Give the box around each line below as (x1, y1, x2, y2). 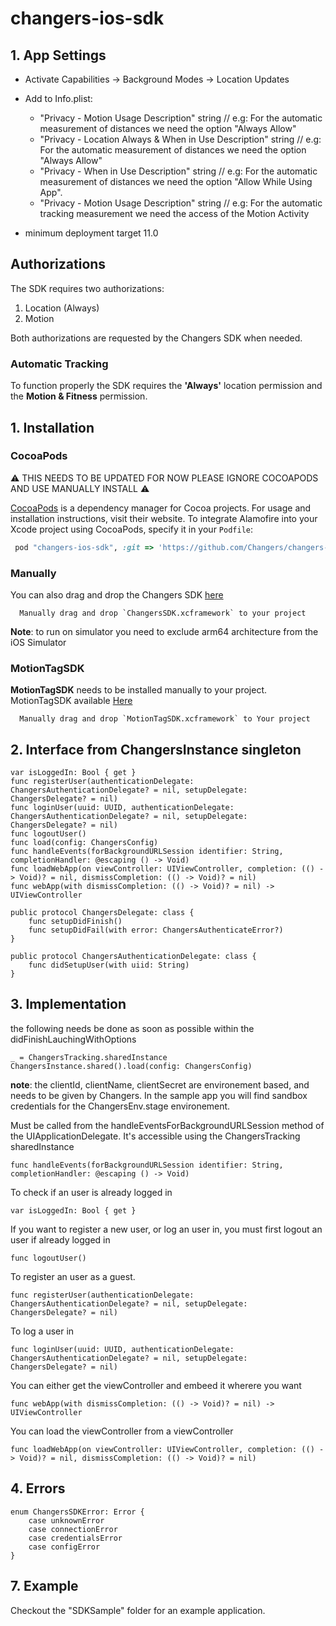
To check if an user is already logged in (10, 1186, 173, 1198)
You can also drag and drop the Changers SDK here (10, 588, 224, 601)
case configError (28, 1542, 101, 1552)
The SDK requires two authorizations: (10, 282, 165, 294)
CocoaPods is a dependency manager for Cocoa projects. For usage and (10, 502, 312, 514)
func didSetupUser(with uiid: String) (28, 960, 190, 971)
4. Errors (10, 1480, 66, 1497)
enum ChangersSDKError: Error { (10, 1507, 145, 1517)
